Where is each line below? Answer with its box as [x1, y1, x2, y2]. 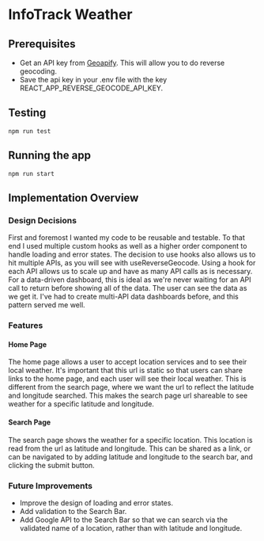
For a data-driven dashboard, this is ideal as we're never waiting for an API [8, 275, 251, 284]
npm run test [8, 127, 51, 135]
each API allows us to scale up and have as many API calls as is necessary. [8, 267, 253, 276]
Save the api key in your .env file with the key [19, 75, 168, 84]
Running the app [8, 149, 91, 162]
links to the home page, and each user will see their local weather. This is [8, 374, 247, 383]
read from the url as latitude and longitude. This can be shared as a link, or [8, 444, 251, 453]
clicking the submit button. [8, 460, 95, 470]
